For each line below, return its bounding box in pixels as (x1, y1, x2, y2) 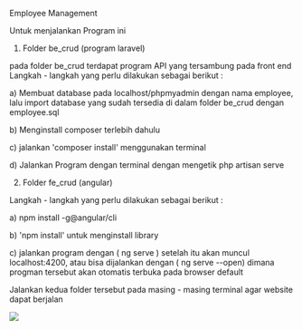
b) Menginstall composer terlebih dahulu (9, 124, 161, 135)
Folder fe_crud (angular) (22, 177, 113, 188)
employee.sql (9, 107, 60, 117)
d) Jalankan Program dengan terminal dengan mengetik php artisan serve (9, 160, 285, 170)
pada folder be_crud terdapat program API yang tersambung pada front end (9, 61, 292, 71)
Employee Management (9, 8, 98, 18)
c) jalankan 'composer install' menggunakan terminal (9, 142, 206, 152)
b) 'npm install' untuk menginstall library (9, 230, 159, 240)
